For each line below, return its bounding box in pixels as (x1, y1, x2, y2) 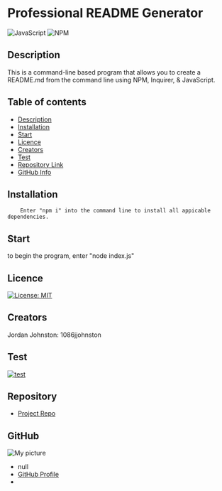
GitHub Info (17, 168, 52, 176)
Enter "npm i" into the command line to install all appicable (20, 207, 211, 215)
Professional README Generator (7, 5, 204, 21)
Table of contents (7, 96, 87, 108)
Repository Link (17, 160, 64, 168)
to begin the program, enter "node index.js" (7, 252, 135, 260)
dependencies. (7, 213, 50, 221)
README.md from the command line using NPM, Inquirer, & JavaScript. (7, 75, 216, 84)
